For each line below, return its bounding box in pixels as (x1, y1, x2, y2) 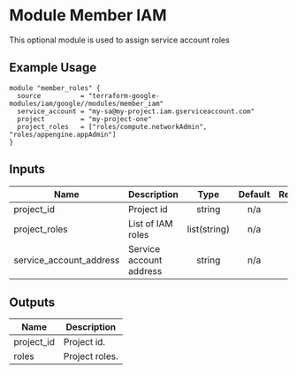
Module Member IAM (9, 5, 167, 26)
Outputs (9, 294, 56, 309)
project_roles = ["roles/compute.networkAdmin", (17, 122, 208, 131)
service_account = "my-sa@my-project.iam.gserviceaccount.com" (17, 107, 255, 116)
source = (17, 91, 86, 100)
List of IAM (127, 218, 174, 230)
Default (238, 187, 270, 200)
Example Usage (9, 60, 97, 75)
